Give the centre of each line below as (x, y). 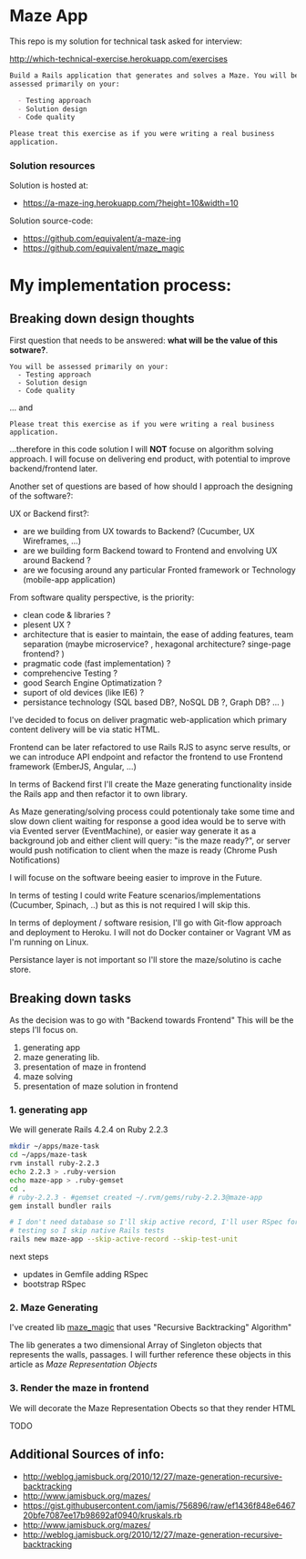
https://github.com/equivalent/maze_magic (103, 248)
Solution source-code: (51, 221)
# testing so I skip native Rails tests (87, 1231)
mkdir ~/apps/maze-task (55, 1146)
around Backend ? (56, 561)
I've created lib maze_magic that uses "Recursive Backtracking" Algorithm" (151, 1327)
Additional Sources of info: (87, 1455)
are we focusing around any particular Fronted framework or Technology (159, 570)
